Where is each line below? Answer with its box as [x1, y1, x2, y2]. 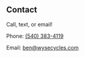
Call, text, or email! [6, 20, 53, 28]
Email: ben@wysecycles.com [6, 44, 79, 51]
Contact [6, 5, 37, 15]
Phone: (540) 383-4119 [6, 32, 64, 40]
